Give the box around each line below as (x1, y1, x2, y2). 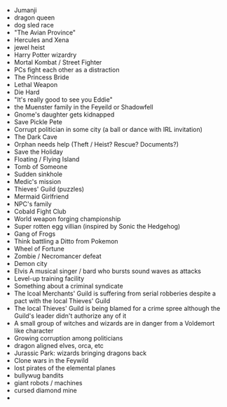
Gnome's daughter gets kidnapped (13, 110, 115, 119)
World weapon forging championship (13, 215, 121, 223)
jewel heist (13, 44, 46, 51)
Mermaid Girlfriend (13, 192, 69, 201)
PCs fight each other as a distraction (13, 66, 120, 74)
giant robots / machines (13, 379, 83, 387)
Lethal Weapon (13, 81, 58, 88)
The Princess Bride (13, 73, 69, 81)
